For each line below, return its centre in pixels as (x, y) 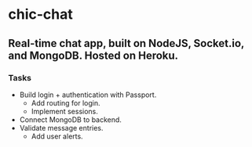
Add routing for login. (66, 102)
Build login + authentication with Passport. (88, 95)
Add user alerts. (57, 136)
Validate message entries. (61, 127)
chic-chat (40, 14)
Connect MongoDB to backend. (70, 120)
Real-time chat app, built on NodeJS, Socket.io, (126, 43)
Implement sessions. (64, 111)
